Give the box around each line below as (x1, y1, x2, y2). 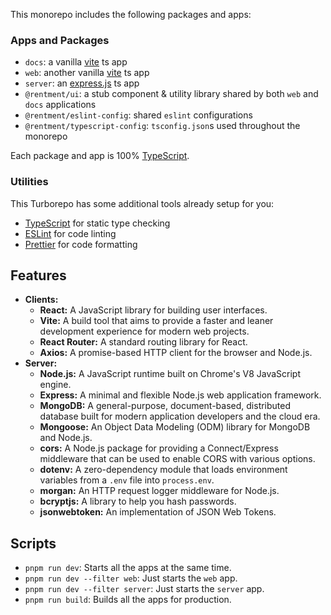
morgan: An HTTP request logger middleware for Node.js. (39, 485, 280, 497)
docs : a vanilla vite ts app (24, 56, 128, 68)
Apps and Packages (10, 33, 110, 47)
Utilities (10, 175, 49, 189)
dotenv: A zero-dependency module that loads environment (39, 464, 288, 476)
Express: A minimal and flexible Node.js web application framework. (39, 389, 322, 401)
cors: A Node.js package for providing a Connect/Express (39, 442, 279, 454)
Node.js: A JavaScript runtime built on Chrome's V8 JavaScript (39, 368, 302, 380)
